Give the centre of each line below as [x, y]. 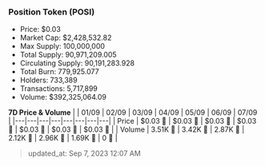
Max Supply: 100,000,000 [62, 46]
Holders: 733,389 [48, 80]
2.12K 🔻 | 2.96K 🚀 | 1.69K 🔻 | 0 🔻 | [63, 138]
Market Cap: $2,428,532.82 [66, 38]
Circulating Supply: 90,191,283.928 [77, 63]
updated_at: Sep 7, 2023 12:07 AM [84, 153]
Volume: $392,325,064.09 [63, 97]
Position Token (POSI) [52, 12]
